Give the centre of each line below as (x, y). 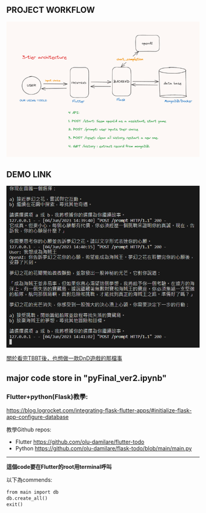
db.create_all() (27, 499)
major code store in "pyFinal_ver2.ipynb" (86, 378)
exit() (15, 505)
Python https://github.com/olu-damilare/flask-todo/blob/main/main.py (103, 449)
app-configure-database (38, 417)
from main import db (33, 492)
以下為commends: (29, 480)
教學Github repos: (29, 430)
